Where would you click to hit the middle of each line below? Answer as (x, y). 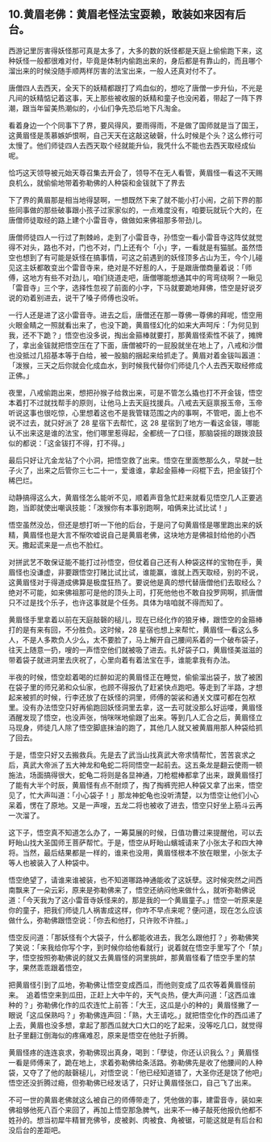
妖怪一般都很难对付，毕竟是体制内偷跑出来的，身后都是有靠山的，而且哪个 (139, 61)
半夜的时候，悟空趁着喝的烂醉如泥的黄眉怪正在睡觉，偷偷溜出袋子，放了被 (132, 677)
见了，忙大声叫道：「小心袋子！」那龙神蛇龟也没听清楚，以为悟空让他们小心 (134, 795)
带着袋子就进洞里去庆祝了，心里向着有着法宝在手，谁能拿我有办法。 (121, 659)
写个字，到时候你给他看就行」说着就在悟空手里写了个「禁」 (165, 947)
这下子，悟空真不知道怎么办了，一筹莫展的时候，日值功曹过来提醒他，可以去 (135, 832)
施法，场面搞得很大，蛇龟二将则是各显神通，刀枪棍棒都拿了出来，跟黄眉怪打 (135, 775)
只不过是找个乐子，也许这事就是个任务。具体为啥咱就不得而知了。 (118, 602)
